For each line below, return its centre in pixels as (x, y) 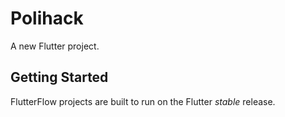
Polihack (47, 18)
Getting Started (59, 77)
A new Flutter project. (55, 46)
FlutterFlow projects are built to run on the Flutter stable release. (143, 101)
